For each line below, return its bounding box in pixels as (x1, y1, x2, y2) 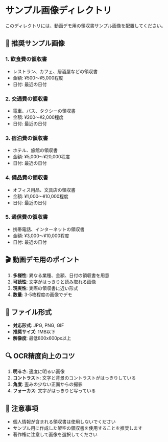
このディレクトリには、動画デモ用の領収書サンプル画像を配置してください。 (5, 23, 166, 29)
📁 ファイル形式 (5, 308, 52, 317)
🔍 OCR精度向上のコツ (5, 351, 75, 360)
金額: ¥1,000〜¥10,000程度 (12, 193, 69, 199)
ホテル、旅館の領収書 (12, 147, 58, 154)
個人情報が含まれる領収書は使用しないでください (12, 418, 116, 425)
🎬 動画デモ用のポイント (5, 256, 80, 264)
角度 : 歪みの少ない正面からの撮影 (12, 381, 83, 387)
